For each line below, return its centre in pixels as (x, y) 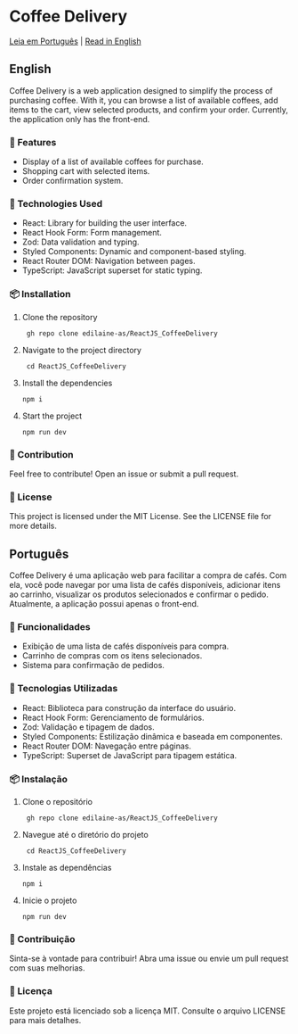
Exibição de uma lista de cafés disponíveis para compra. (125, 646)
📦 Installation (40, 294)
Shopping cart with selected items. (86, 171)
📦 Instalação (39, 779)
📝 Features (33, 142)
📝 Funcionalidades (50, 626)
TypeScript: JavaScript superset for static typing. (112, 270)
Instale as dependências (67, 867)
